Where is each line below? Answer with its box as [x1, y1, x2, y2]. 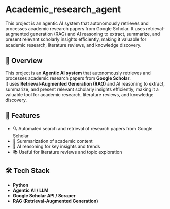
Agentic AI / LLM [12, 187, 49, 193]
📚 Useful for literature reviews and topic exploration [12, 149, 122, 155]
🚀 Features [5, 111, 40, 120]
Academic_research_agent [5, 4, 121, 15]
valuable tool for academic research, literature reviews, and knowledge [5, 91, 154, 97]
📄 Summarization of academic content [12, 138, 93, 144]
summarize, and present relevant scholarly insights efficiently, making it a [5, 86, 159, 92]
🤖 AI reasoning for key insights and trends [12, 143, 100, 149]
